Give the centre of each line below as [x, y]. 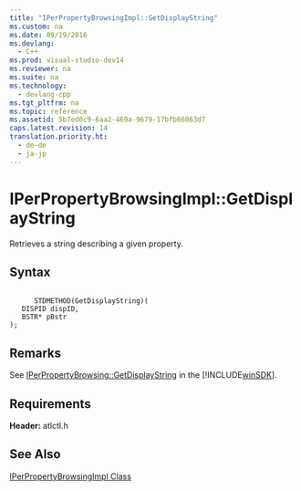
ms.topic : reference [49, 111]
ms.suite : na [34, 78]
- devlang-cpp [44, 94]
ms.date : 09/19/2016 [49, 35]
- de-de [32, 145]
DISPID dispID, [50, 309]
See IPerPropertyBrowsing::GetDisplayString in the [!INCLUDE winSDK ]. [143, 375]
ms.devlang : [32, 43]
